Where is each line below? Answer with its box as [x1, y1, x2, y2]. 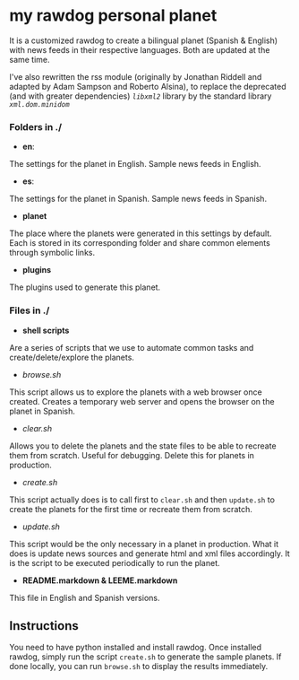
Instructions [9, 618, 79, 633]
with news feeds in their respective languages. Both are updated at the [9, 44, 270, 55]
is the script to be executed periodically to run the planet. [9, 557, 221, 568]
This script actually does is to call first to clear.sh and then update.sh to [9, 494, 276, 505]
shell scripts [21, 325, 70, 336]
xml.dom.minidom [9, 100, 70, 109]
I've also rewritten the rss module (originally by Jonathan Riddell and [9, 71, 262, 82]
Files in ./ [9, 304, 50, 317]
